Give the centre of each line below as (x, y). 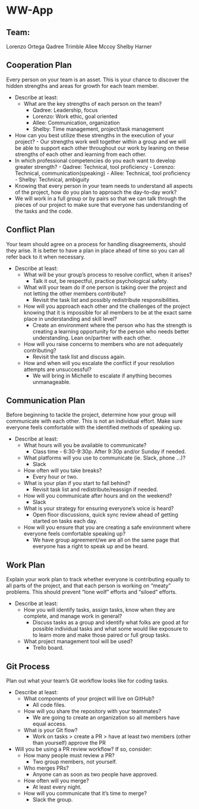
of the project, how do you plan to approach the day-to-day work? (96, 192)
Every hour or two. (55, 477)
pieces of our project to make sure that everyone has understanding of (101, 204)
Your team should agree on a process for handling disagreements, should (96, 244)
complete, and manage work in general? (73, 616)
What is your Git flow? (50, 730)
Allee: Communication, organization (76, 122)
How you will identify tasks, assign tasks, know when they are (99, 610)
